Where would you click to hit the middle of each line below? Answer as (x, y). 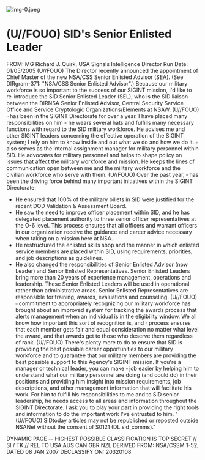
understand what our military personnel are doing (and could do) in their (106, 375)
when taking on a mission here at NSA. (64, 238)
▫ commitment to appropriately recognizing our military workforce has (103, 303)
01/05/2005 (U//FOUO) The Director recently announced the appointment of (102, 70)
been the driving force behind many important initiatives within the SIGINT (100, 181)
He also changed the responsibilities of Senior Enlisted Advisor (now (102, 264)
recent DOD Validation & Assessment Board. (71, 206)
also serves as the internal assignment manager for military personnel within (102, 148)
